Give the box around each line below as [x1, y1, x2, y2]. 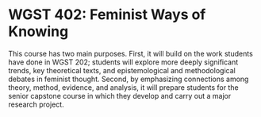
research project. [8, 99, 65, 109]
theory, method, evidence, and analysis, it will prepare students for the [8, 82, 240, 92]
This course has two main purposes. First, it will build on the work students [8, 49, 254, 58]
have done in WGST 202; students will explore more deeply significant [8, 57, 239, 67]
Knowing [8, 22, 69, 41]
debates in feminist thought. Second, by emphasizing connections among [8, 74, 249, 84]
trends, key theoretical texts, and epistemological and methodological [8, 65, 236, 75]
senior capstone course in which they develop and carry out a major [8, 91, 232, 100]
